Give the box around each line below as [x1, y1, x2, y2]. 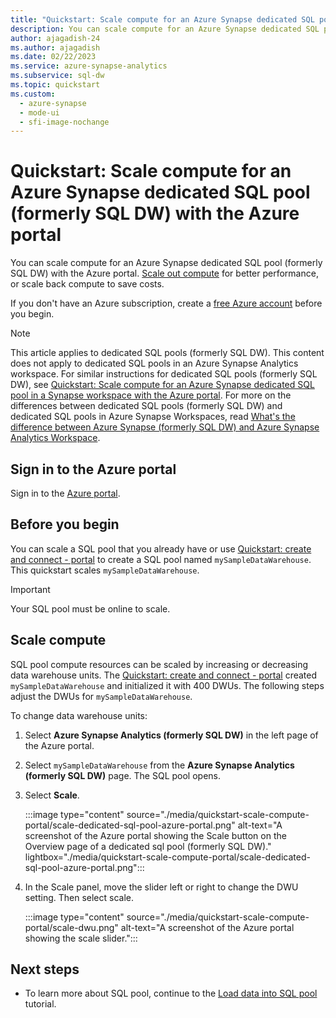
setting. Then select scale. [24, 891, 135, 903]
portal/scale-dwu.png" [24, 921, 119, 933]
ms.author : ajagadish [10, 42, 101, 53]
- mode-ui [19, 107, 60, 118]
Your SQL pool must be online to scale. [10, 602, 171, 615]
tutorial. [24, 998, 57, 1010]
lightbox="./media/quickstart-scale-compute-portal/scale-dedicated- [24, 851, 311, 863]
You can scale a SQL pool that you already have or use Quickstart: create [10, 542, 312, 555]
